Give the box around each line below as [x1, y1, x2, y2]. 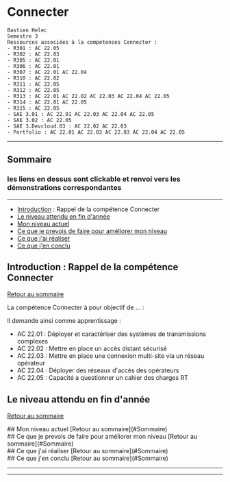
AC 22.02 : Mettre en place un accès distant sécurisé [16, 344, 168, 353]
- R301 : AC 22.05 [7, 45, 60, 51]
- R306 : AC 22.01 [7, 62, 60, 69]
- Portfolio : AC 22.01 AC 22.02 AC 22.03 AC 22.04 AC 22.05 [7, 128, 186, 136]
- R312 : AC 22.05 [7, 86, 60, 93]
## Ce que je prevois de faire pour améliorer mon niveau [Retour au [7, 433, 198, 441]
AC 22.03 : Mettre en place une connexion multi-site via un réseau [16, 352, 205, 360]
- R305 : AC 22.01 [7, 56, 60, 64]
